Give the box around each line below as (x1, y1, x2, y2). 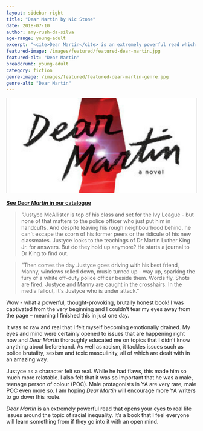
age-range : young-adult (6, 35, 66, 42)
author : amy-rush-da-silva (6, 29, 74, 35)
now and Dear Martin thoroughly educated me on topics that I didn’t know (6, 336, 191, 344)
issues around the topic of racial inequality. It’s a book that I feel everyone (6, 412, 190, 419)
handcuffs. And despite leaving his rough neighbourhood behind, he (21, 224, 192, 232)
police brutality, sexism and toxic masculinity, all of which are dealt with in (6, 349, 190, 357)
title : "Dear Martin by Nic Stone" (6, 16, 96, 22)
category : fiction (6, 67, 53, 73)
